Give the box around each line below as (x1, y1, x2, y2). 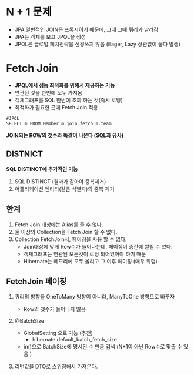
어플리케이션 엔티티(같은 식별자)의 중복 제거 (14, 185, 115, 192)
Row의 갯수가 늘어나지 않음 (23, 306, 86, 313)
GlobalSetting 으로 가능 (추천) (23, 330, 93, 337)
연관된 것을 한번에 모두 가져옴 (14, 89, 82, 96)
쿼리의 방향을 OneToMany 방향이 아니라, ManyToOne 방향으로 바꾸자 (14, 293, 175, 300)
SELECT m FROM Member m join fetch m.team (6, 120, 112, 126)
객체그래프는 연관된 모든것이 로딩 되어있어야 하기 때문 (23, 250, 146, 257)
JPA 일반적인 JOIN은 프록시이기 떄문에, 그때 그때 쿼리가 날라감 (14, 26, 159, 33)
